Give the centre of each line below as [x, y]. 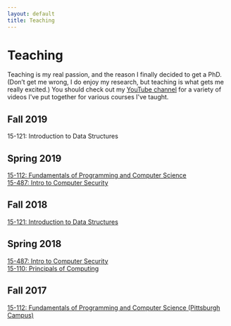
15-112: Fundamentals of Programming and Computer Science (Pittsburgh [114, 308]
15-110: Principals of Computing [53, 268]
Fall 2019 [27, 119]
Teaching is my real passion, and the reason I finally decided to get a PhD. [114, 75]
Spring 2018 [35, 244]
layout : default [31, 14]
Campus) [20, 315]
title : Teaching [31, 20]
